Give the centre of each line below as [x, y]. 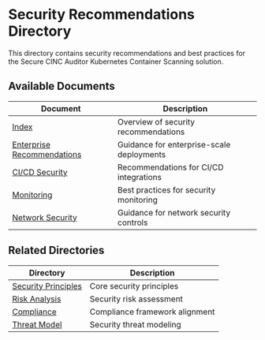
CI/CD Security [40, 172]
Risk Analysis [37, 299]
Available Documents [62, 86]
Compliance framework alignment [152, 312]
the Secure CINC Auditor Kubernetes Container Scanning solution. [116, 62]
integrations [139, 177]
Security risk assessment [136, 299]
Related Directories [56, 250]
